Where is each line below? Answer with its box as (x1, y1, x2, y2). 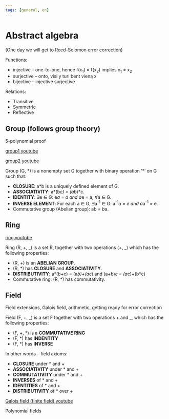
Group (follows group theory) (5, 124, 101, 133)
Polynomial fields (5, 408, 42, 414)
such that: (5, 173, 27, 180)
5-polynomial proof (5, 138, 46, 144)
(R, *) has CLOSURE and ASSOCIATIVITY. (12, 265, 102, 271)
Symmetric (12, 104, 36, 110)
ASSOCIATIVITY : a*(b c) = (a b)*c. (12, 188, 84, 195)
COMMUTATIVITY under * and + (12, 372, 83, 378)
